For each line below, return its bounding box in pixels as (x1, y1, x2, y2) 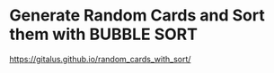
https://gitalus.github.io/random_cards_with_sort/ (9, 53, 191, 64)
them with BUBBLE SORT (9, 24, 198, 45)
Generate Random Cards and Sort (9, 5, 265, 26)
